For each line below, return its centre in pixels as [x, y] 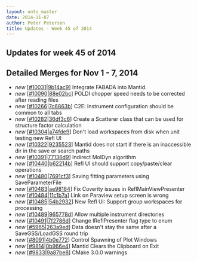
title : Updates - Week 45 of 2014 [49, 28]
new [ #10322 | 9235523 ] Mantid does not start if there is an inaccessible [103, 145]
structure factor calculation [48, 126]
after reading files [36, 100]
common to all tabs [39, 113]
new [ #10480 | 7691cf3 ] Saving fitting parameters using [82, 176]
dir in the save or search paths [52, 151]
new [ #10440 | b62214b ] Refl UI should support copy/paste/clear [93, 164]
